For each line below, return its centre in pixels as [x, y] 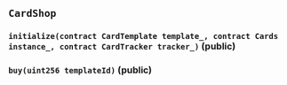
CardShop [32, 14]
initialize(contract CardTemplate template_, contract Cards [143, 36]
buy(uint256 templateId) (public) [80, 70]
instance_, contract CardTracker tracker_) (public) [122, 46]
